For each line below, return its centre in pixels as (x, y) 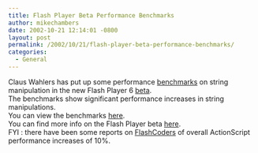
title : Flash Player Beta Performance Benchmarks (92, 15)
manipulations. (32, 106)
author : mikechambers (44, 23)
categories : (28, 52)
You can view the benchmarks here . (67, 115)
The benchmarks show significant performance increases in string (116, 99)
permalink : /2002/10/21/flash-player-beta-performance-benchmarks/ (122, 45)
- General (31, 60)
